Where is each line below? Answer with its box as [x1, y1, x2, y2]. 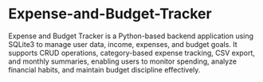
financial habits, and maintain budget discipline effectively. [8, 64, 201, 74]
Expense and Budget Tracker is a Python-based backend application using [8, 31, 253, 41]
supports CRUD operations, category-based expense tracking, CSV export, [8, 48, 255, 57]
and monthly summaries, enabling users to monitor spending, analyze [8, 57, 237, 66]
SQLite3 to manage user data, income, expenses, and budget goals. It [8, 39, 237, 49]
